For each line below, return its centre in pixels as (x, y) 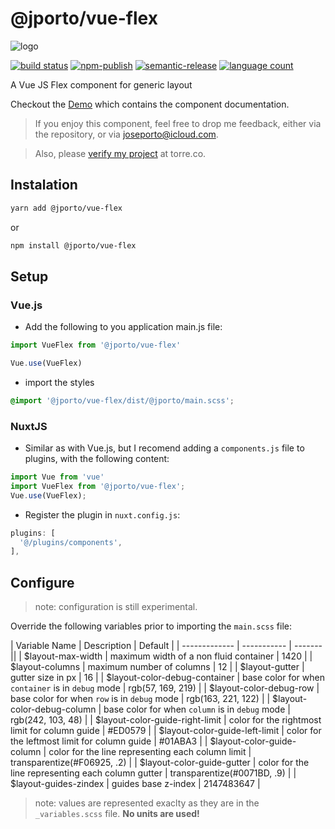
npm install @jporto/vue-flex (73, 245)
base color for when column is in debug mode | (197, 709)
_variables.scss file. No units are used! (117, 814)
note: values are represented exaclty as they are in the (147, 803)
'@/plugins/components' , (71, 542)
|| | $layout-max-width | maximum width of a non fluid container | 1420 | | (161, 656)
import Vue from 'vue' (57, 477)
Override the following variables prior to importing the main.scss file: (151, 626)
